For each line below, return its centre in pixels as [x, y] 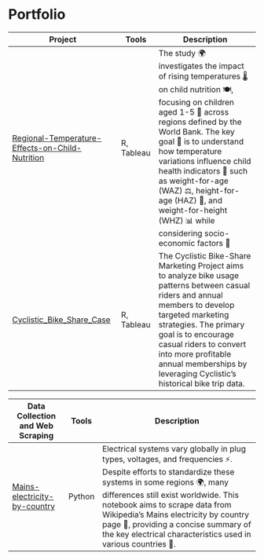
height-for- [217, 190]
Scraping [37, 435]
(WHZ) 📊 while [187, 220]
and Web [36, 426]
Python [81, 496]
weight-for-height [193, 210]
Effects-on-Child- [47, 148]
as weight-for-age [194, 181]
